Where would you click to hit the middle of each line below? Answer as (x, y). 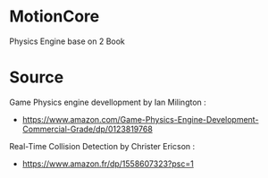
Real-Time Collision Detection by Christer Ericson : (102, 146)
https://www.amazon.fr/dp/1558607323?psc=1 (108, 164)
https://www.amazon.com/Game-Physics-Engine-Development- (140, 119)
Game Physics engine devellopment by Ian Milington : (108, 102)
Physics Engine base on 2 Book (67, 41)
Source (37, 77)
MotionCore (54, 17)
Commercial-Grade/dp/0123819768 (88, 129)
